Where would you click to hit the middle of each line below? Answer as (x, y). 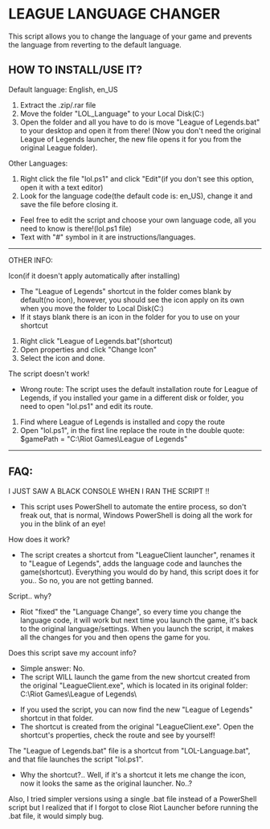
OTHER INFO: (31, 260)
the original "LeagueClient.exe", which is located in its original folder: (134, 685)
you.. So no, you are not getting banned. (87, 580)
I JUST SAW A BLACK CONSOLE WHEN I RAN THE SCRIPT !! (109, 491)
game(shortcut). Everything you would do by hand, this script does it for (139, 572)
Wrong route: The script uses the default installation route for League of (139, 389)
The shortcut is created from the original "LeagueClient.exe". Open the (137, 726)
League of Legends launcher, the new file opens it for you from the (131, 139)
